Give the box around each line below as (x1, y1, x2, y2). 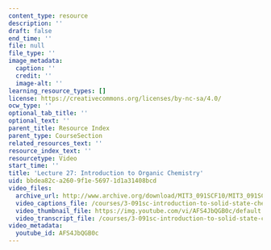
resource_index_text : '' (8, 147, 92, 155)
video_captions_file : (15, 199, 89, 207)
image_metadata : (8, 57, 63, 65)
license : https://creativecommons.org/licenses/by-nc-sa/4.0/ (8, 94, 222, 102)
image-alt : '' (15, 79, 63, 87)
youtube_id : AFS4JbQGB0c (15, 229, 99, 238)
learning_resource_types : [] (8, 86, 106, 95)
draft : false (8, 27, 52, 35)
